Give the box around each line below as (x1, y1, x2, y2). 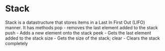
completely (5, 40, 28, 46)
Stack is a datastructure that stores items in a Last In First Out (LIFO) (5, 19, 145, 25)
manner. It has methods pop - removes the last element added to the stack (5, 24, 158, 30)
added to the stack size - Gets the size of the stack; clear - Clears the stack (5, 35, 160, 41)
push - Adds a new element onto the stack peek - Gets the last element (5, 30, 152, 36)
